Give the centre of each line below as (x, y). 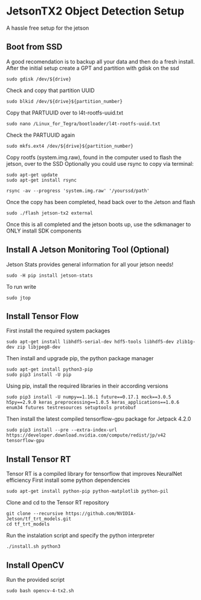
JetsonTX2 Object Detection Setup (95, 11)
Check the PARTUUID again (41, 135)
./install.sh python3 (33, 547)
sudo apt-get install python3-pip (50, 370)
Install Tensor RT (39, 459)
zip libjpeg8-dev (39, 347)
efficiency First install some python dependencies (68, 480)
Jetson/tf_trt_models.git (39, 519)
